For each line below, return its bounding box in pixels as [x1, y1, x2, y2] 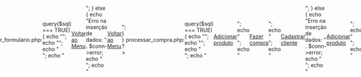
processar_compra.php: [125, 36, 185, 43]
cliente [280, 39, 298, 46]
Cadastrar [280, 33, 306, 40]
